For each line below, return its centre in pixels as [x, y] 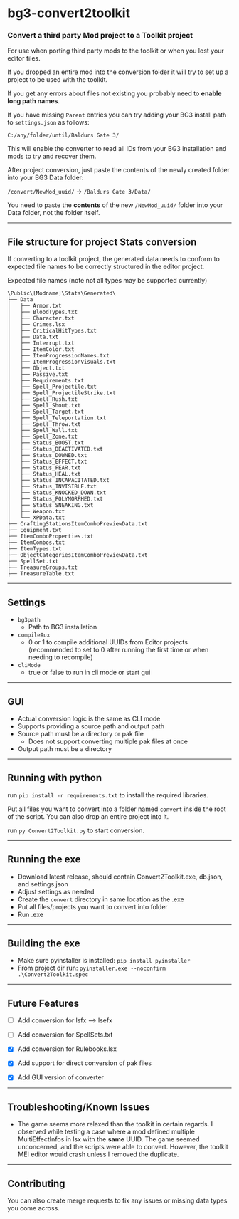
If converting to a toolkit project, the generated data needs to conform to [114, 259]
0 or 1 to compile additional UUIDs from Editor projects [108, 642]
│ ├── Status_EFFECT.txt [47, 462]
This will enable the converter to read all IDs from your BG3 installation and [117, 149]
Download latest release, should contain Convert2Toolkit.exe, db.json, [120, 877]
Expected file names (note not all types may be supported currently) [107, 281]
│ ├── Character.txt [41, 318]
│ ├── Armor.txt [34, 306]
